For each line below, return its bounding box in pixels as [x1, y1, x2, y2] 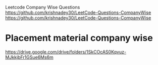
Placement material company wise [5, 32, 153, 44]
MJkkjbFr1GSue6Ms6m [5, 54, 54, 60]
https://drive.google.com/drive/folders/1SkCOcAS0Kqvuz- [5, 48, 127, 54]
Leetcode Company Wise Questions [5, 4, 80, 10]
